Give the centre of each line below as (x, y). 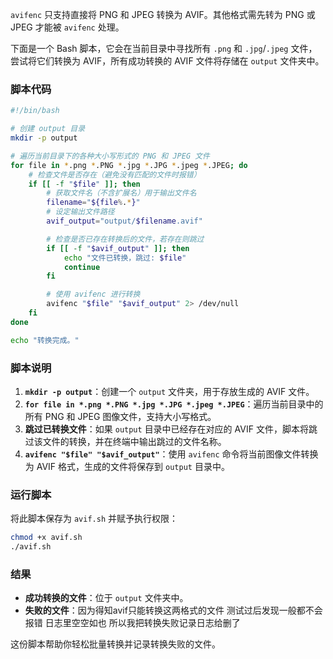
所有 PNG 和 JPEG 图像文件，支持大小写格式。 (120, 416)
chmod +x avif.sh (46, 538)
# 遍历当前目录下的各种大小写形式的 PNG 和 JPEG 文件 (110, 156)
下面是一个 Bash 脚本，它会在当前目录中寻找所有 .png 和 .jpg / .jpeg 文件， (164, 48)
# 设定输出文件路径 (80, 212)
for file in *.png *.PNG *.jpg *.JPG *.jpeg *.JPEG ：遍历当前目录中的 (174, 404)
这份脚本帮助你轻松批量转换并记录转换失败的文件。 (115, 644)
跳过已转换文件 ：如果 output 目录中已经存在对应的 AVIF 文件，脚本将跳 (171, 429)
